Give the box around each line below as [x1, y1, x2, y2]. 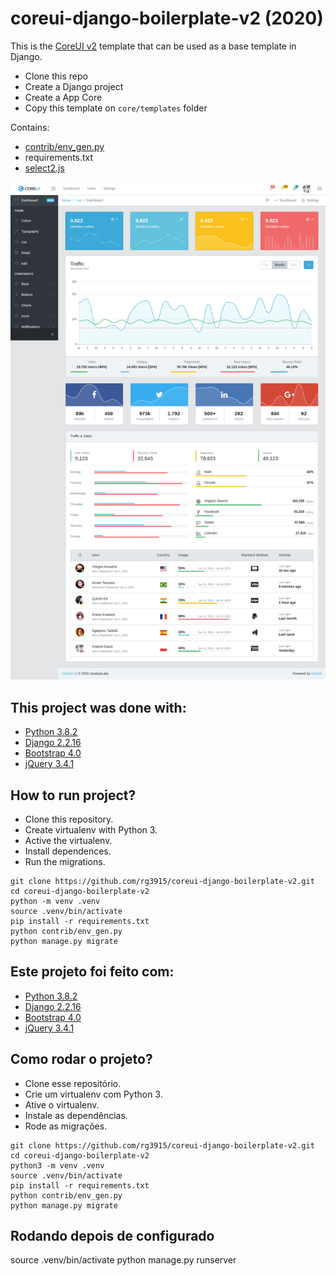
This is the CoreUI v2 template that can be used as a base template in [10, 40, 297, 52]
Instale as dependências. [24, 1109, 128, 1121]
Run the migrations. [24, 856, 106, 867]
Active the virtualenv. [24, 835, 113, 846]
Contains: [10, 121, 50, 133]
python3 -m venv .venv [10, 1160, 105, 1171]
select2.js [24, 162, 65, 174]
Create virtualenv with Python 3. [24, 824, 158, 836]
